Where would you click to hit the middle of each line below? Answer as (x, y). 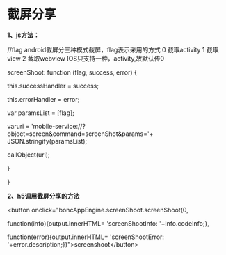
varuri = (18, 126)
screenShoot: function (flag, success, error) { (72, 72)
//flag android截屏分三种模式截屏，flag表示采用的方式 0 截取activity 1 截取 (113, 49)
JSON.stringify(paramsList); (47, 141)
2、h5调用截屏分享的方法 (43, 196)
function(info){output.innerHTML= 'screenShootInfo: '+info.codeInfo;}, (108, 223)
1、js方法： (23, 35)
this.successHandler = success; (53, 86)
